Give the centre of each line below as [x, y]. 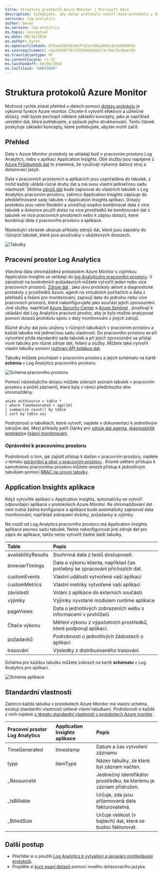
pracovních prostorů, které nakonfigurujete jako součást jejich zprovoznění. [81, 302]
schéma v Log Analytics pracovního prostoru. [51, 363]
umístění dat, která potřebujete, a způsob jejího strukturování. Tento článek [80, 121]
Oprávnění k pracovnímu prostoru [46, 446]
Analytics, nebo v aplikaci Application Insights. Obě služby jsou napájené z [80, 159]
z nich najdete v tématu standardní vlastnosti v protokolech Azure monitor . [80, 714]
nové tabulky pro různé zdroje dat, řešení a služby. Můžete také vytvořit [77, 343]
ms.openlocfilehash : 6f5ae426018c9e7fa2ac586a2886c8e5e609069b [70, 46]
